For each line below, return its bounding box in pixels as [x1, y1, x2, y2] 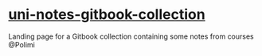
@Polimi [8, 39, 36, 49]
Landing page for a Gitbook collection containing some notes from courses [8, 32, 255, 41]
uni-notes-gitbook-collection [8, 6, 205, 24]
